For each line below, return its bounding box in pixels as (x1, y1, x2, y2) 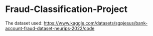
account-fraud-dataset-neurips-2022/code (5, 25, 95, 31)
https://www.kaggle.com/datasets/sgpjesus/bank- (43, 20, 148, 26)
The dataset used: (5, 20, 43, 26)
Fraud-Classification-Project (5, 3, 128, 15)
